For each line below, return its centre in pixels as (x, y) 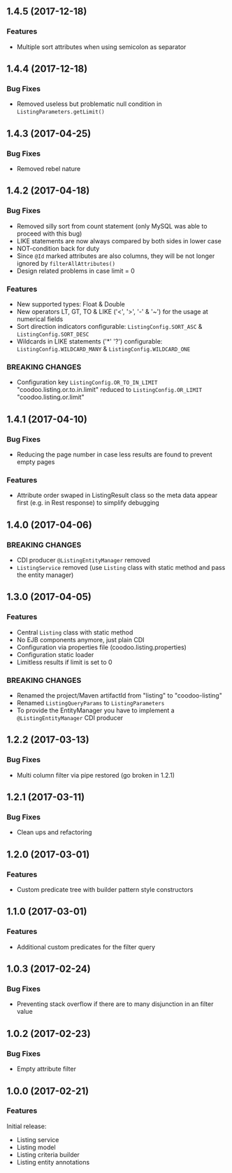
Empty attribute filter (46, 1069)
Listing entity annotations (53, 1162)
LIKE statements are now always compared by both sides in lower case (119, 240)
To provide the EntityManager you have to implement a (96, 710)
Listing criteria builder (48, 1154)
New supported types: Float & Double (71, 304)
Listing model (36, 1147)
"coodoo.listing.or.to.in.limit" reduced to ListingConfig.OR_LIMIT (109, 390)
